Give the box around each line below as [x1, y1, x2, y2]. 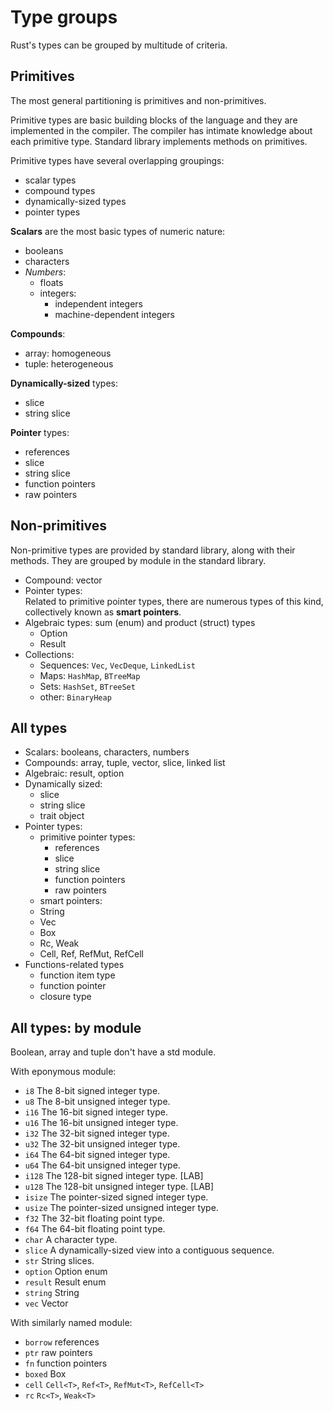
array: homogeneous [24, 347, 112, 359]
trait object [39, 810, 85, 822]
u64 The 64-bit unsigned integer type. [24, 1159, 181, 1171]
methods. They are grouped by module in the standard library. [10, 554, 267, 566]
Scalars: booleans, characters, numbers [24, 746, 190, 758]
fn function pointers [24, 1357, 108, 1370]
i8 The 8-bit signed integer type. [24, 1085, 161, 1097]
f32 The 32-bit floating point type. [24, 1212, 166, 1225]
